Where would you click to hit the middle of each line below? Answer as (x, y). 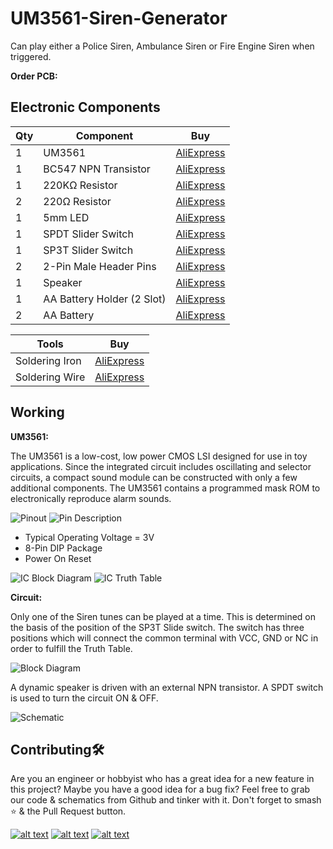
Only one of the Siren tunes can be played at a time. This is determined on (163, 616)
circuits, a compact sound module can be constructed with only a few (154, 477)
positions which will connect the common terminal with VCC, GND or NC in (164, 638)
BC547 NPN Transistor (97, 169)
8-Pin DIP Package (63, 548)
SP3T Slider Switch (88, 250)
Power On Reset (58, 558)
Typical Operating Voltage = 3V (89, 537)
